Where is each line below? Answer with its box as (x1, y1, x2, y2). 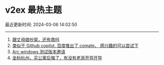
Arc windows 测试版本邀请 (12, 48, 66, 54)
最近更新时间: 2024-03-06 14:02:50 (5, 22, 77, 27)
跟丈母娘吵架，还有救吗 (12, 36, 60, 42)
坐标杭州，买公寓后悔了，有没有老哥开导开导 (12, 55, 102, 61)
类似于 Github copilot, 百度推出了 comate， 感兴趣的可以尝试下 (12, 43, 139, 48)
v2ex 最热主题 (5, 4, 62, 16)
